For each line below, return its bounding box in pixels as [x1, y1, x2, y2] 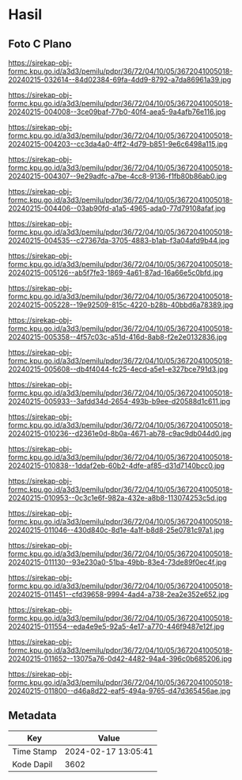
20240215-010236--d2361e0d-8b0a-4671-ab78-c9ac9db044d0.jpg [8, 429, 232, 438]
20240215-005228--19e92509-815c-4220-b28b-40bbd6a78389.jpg [8, 300, 234, 310]
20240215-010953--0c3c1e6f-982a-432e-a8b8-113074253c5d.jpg [8, 493, 228, 502]
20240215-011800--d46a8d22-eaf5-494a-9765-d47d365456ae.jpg [8, 687, 231, 695]
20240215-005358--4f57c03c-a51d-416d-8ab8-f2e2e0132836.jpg [8, 333, 228, 341]
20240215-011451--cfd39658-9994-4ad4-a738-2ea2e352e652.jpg [8, 590, 229, 599]
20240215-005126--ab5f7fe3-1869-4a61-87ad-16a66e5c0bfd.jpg [8, 268, 224, 277]
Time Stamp [12, 746, 58, 757]
